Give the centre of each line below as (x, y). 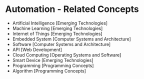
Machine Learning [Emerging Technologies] (57, 28)
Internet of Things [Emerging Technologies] (57, 33)
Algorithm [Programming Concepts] (49, 70)
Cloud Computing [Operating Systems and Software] (67, 55)
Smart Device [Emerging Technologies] (53, 60)
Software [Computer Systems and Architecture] (61, 44)
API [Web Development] (37, 49)
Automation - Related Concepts (72, 9)
